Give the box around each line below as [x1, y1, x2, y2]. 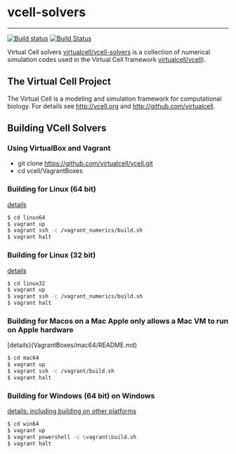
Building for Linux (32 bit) [7, 251, 96, 260]
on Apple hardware [7, 324, 74, 334]
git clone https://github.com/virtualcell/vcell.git [17, 159, 153, 168]
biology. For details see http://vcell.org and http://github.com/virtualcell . [7, 101, 216, 110]
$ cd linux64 [7, 214, 46, 221]
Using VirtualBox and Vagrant [7, 144, 111, 153]
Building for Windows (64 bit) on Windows [7, 391, 155, 401]
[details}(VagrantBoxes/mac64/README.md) [7, 341, 138, 349]
